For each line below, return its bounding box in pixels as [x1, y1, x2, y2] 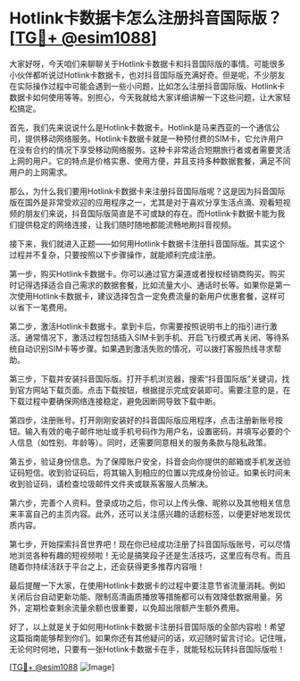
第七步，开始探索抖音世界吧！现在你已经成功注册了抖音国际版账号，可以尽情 [9, 538, 291, 550]
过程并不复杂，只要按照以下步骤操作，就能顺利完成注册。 [9, 249, 221, 260]
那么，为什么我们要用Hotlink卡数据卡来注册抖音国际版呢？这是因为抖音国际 [9, 185, 286, 197]
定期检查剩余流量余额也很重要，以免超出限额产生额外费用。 [24, 602, 244, 613]
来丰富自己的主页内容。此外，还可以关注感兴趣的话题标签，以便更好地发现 [9, 509, 283, 519]
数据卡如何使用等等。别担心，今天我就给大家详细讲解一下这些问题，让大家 [9, 91, 283, 103]
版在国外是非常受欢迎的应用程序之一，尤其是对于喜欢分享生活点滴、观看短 [9, 197, 283, 207]
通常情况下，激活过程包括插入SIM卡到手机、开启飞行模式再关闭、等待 [24, 332, 282, 342]
